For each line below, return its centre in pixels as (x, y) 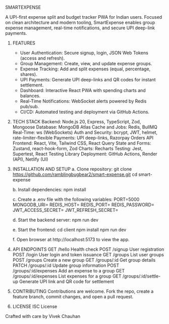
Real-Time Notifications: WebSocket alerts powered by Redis (83, 101)
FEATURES (24, 43)
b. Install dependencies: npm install (49, 190)
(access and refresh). (42, 58)
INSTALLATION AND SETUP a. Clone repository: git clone (72, 169)
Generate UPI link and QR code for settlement (67, 282)
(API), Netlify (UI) (30, 159)
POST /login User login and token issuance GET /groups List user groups (88, 254)
